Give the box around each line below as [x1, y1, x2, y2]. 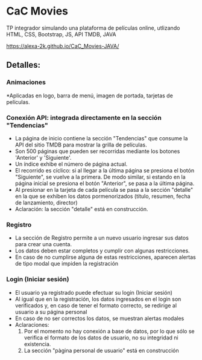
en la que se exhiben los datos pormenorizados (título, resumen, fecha [14, 192, 191, 200]
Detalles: [6, 60, 41, 70]
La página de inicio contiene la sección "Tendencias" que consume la [14, 134, 188, 142]
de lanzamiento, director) [14, 198, 78, 206]
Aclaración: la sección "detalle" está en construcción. [14, 205, 148, 212]
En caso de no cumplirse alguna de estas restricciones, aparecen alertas [14, 254, 196, 261]
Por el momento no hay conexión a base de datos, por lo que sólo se [24, 327, 195, 335]
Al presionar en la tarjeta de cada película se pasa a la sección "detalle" [14, 186, 194, 193]
